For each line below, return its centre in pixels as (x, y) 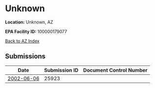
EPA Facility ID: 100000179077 (36, 31)
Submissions (25, 56)
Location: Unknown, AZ (29, 22)
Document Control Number (115, 70)
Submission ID (61, 70)
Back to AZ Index (22, 41)
